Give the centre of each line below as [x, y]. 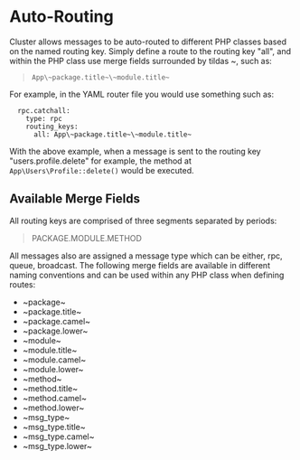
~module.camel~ [54, 360]
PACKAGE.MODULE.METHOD [87, 238]
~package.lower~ [55, 331]
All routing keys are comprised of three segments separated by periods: [143, 221]
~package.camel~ [56, 321]
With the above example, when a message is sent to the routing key [135, 151]
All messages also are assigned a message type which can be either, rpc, [146, 256]
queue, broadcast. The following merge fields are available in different [140, 265]
